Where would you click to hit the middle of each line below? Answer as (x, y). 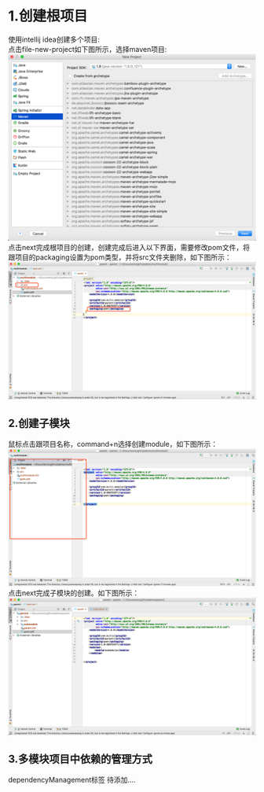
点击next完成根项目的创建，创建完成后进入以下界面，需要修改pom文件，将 (129, 247)
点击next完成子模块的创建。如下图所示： (74, 593)
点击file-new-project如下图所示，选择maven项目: (88, 49)
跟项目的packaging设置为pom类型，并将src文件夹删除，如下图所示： (120, 257)
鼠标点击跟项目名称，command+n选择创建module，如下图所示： (113, 444)
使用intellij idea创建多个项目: (54, 39)
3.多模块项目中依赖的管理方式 (81, 759)
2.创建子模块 (39, 424)
